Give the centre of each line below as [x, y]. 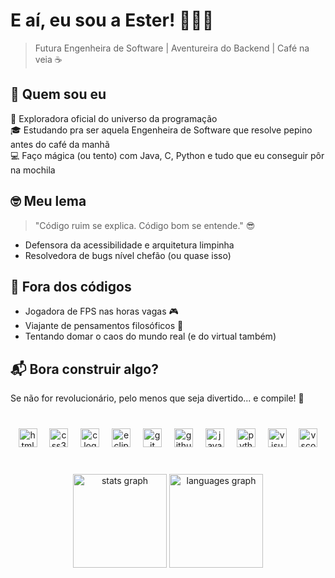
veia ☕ [48, 59]
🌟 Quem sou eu [58, 94]
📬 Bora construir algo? [84, 369]
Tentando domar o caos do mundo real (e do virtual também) [150, 336]
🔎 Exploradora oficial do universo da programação [114, 118]
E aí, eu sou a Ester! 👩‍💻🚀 [112, 20]
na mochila [33, 170]
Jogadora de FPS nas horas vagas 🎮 [101, 311]
